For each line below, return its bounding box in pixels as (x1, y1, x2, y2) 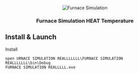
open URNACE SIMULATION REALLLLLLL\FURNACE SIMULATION (5, 56, 123, 61)
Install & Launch (5, 33, 57, 41)
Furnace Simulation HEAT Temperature (36, 17, 134, 24)
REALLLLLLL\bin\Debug (5, 60, 51, 65)
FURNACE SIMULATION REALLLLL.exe (5, 64, 76, 70)
